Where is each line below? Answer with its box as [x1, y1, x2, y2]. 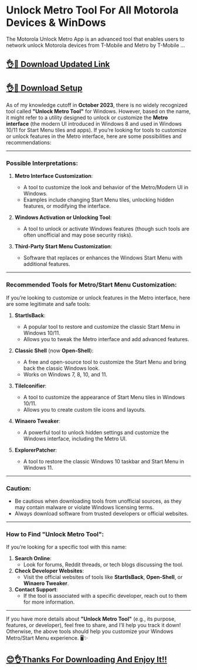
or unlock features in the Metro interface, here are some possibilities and [6, 133, 182, 140]
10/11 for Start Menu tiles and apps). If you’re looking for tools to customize [6, 127, 186, 134]
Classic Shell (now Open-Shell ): [14, 347, 94, 354]
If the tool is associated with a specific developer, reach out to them [23, 592, 188, 600]
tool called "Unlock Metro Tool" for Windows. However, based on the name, [6, 108, 191, 115]
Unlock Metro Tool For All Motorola [6, 4, 179, 17]
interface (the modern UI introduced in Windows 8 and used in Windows [6, 120, 182, 127]
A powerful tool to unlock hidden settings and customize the [23, 429, 169, 436]
